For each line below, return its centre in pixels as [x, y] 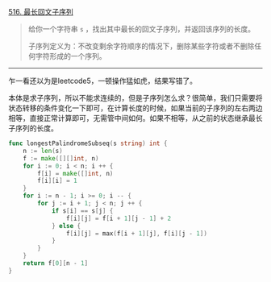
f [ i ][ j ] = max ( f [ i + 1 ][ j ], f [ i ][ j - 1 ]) [137, 233]
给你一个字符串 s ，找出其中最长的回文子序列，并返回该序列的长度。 [142, 29]
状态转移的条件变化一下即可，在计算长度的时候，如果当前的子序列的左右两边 [135, 108]
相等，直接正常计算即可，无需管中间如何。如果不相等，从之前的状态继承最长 [135, 118]
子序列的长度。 [33, 128]
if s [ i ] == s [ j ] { [82, 211]
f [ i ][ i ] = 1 [58, 181]
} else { [66, 226]
